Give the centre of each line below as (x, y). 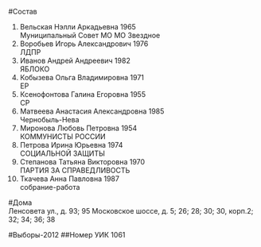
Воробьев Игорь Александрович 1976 (84, 44)
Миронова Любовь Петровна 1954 (78, 128)
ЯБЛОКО (35, 69)
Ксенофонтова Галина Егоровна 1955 (82, 94)
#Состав (23, 12)
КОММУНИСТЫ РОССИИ (62, 137)
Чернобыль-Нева (49, 120)
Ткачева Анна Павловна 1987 (69, 179)
